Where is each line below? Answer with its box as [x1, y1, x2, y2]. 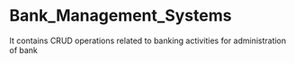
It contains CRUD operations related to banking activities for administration [9, 35, 287, 46]
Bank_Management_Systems [9, 5, 232, 26]
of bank [9, 44, 39, 55]
